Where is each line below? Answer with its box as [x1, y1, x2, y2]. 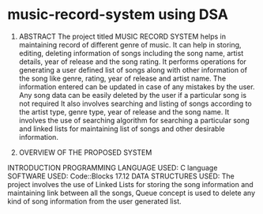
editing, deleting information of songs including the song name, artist [18, 48, 244, 58]
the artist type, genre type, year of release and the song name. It [18, 107, 230, 116]
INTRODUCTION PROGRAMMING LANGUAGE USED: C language [7, 163, 218, 172]
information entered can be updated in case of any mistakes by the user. [18, 81, 255, 92]
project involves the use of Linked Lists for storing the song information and [7, 179, 254, 189]
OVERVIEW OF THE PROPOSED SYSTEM [18, 148, 152, 157]
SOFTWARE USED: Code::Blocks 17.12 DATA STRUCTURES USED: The [7, 171, 235, 181]
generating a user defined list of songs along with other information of [18, 65, 248, 74]
